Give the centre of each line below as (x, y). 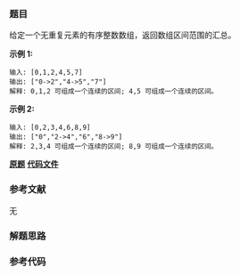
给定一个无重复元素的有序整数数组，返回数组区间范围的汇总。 (123, 35)
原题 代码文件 (34, 164)
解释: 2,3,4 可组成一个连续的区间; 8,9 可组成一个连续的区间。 (114, 147)
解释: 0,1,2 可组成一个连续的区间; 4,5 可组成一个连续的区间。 (114, 92)
